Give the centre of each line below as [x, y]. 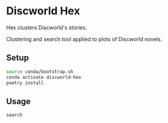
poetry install [25, 83]
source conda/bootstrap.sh [40, 72]
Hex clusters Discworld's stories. [47, 27]
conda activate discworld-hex [44, 77]
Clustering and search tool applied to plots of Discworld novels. [84, 39]
